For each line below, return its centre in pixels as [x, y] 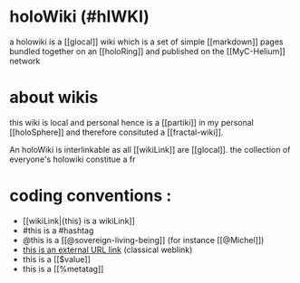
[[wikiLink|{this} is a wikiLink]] [79, 221]
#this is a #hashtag [58, 230]
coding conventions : [91, 196]
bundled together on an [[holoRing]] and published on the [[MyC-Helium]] [147, 51]
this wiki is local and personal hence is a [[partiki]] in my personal [131, 122]
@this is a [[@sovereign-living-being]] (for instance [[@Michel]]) [143, 240]
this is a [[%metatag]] [63, 269]
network [25, 61]
